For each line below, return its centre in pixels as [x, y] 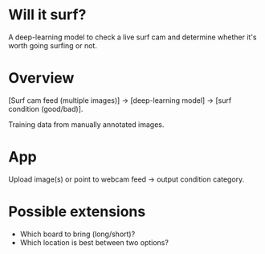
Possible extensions [77, 211]
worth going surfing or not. [53, 45]
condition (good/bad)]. [46, 109]
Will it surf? [47, 15]
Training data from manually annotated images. [86, 124]
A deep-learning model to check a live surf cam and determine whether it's [132, 37]
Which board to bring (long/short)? [77, 234]
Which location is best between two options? [94, 242]
